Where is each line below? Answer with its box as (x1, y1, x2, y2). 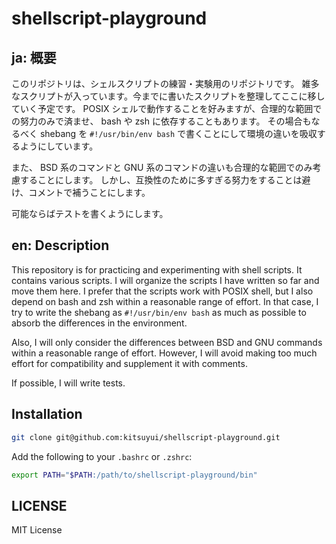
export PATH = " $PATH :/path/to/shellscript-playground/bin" (11, 470, 258, 480)
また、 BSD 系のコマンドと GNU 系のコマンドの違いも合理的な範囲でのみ (11, 162, 313, 173)
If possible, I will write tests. (11, 377, 126, 389)
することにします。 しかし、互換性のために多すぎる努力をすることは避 (19, 174, 311, 186)
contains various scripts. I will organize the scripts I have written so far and (11, 274, 320, 286)
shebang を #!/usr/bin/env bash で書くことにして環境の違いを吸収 (39, 128, 318, 139)
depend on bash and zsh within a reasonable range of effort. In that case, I (11, 295, 319, 307)
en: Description (11, 237, 110, 254)
